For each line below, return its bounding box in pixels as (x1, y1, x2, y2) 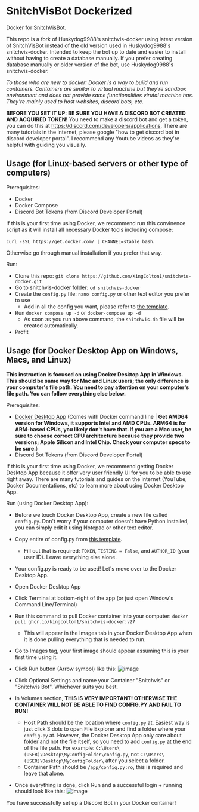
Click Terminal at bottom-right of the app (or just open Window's (14, 595, 174, 602)
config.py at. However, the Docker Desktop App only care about (23, 731, 182, 739)
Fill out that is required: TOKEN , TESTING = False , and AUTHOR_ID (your (23, 547, 191, 554)
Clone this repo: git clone (14, 272, 80, 279)
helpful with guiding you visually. (6, 141, 86, 148)
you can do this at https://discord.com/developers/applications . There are (6, 122, 188, 129)
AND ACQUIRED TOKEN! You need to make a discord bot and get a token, (6, 115, 189, 123)
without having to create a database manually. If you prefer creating (6, 54, 173, 62)
